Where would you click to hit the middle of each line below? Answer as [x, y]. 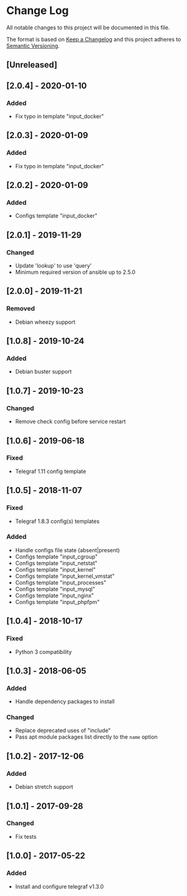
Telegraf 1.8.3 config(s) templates [57, 521]
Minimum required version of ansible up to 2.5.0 [75, 272]
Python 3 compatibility [43, 652]
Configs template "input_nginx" [55, 596]
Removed [21, 308]
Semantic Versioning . [33, 46]
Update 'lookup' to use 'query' [53, 266]
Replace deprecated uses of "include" [63, 731]
